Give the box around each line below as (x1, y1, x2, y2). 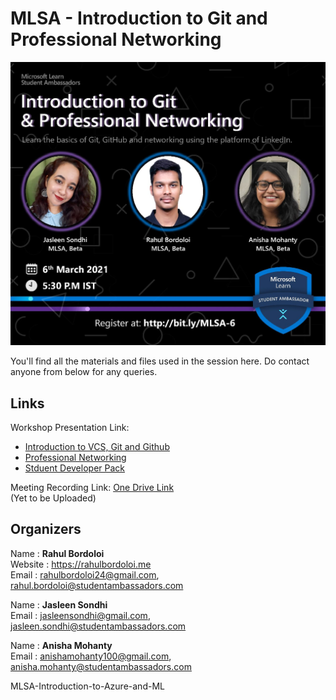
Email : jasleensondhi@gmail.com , (10, 609, 151, 621)
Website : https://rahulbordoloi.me (10, 558, 152, 570)
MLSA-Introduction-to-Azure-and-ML (10, 680, 165, 692)
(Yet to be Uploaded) (10, 492, 97, 504)
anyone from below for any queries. (10, 366, 158, 378)
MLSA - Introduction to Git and (10, 7, 268, 30)
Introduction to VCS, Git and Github (24, 441, 170, 453)
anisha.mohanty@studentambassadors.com (10, 660, 192, 672)
